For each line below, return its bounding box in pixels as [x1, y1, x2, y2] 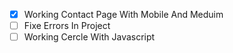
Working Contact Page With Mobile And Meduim [23, 9, 224, 20]
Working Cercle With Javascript [23, 31, 156, 43]
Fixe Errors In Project [23, 20, 111, 32]
